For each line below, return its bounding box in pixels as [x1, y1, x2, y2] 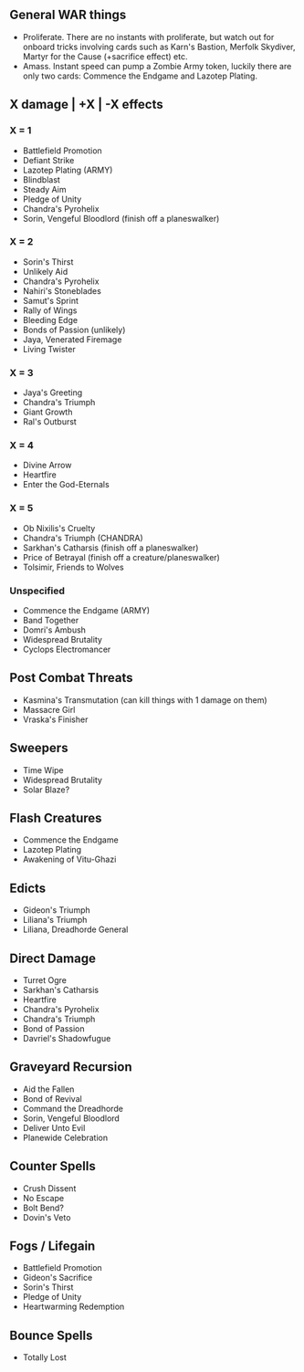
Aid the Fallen [22, 1084, 75, 1094]
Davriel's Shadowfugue [22, 1033, 111, 1044]
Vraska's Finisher [22, 714, 89, 725]
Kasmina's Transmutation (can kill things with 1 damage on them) [22, 694, 267, 706]
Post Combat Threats [9, 670, 133, 686]
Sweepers [9, 740, 68, 756]
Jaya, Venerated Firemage [22, 333, 122, 345]
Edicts [9, 880, 47, 895]
